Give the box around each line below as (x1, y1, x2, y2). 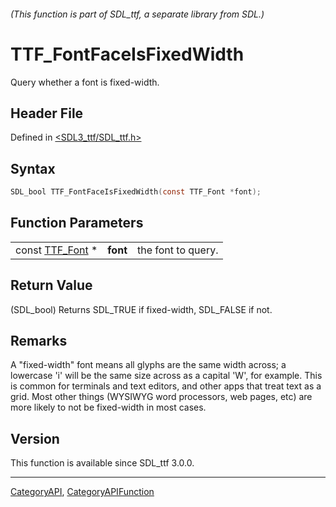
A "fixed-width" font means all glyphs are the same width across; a (10, 359, 287, 371)
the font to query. (137, 243, 219, 257)
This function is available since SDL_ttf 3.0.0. (10, 457, 195, 469)
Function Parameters (10, 215, 144, 232)
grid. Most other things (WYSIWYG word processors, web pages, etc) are (10, 391, 313, 403)
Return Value (10, 277, 93, 294)
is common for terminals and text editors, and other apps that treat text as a (10, 380, 322, 392)
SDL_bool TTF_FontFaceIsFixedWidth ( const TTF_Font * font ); (10, 187, 262, 197)
